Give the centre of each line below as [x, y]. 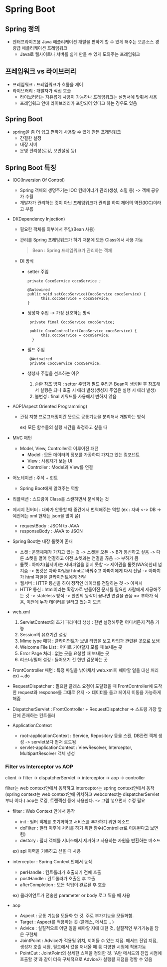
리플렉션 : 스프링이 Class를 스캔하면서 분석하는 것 [61, 499]
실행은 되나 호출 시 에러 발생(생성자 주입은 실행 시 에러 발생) [98, 390]
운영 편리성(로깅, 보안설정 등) [48, 150]
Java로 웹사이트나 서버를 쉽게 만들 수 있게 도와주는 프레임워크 [80, 54]
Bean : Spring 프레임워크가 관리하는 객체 [72, 250]
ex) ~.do [21, 676]
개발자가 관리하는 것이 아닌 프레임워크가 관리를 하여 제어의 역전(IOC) [86, 203]
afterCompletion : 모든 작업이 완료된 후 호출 [63, 885]
